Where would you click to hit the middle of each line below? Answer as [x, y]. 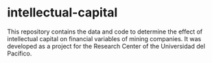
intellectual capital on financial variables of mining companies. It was [104, 38]
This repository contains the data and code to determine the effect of [105, 32]
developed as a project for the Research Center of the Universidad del [106, 46]
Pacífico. [20, 53]
